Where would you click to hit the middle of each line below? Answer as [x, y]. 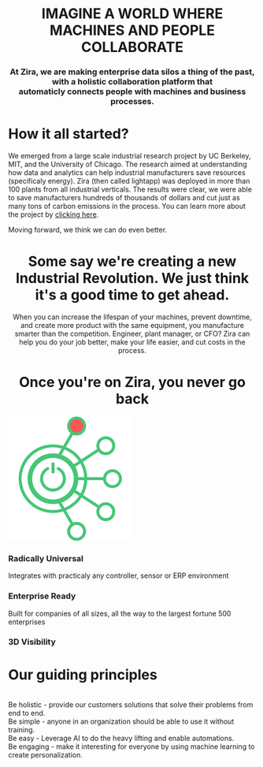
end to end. [27, 713]
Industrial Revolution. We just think [132, 279]
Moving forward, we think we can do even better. [88, 230]
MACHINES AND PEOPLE [132, 30]
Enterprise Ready [42, 596]
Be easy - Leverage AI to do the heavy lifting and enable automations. [121, 739]
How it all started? [69, 134]
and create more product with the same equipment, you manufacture [132, 325]
